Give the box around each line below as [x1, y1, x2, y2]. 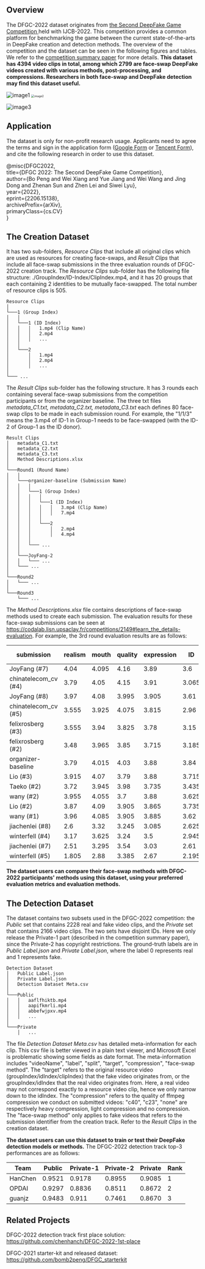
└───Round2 [6, 574, 34, 580]
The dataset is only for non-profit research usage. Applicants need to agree [6, 137, 196, 144]
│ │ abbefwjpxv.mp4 [6, 1008, 67, 1014]
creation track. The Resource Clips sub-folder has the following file [21, 267, 190, 274]
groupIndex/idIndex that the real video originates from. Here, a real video [6, 1079, 190, 1087]
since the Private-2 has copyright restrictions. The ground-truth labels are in [6, 941, 198, 948]
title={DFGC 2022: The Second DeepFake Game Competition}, [6, 168, 164, 176]
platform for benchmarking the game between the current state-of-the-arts [6, 34, 196, 42]
